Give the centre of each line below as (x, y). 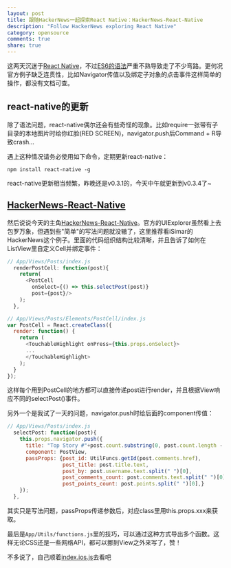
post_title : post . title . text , (106, 465)
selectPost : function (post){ (55, 433)
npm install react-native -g (49, 169)
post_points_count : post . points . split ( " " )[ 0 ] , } (133, 484)
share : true (24, 45)
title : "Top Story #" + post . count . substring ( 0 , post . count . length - (124, 446)
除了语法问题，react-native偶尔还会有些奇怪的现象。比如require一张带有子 (113, 124)
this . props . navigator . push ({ (61, 439)
